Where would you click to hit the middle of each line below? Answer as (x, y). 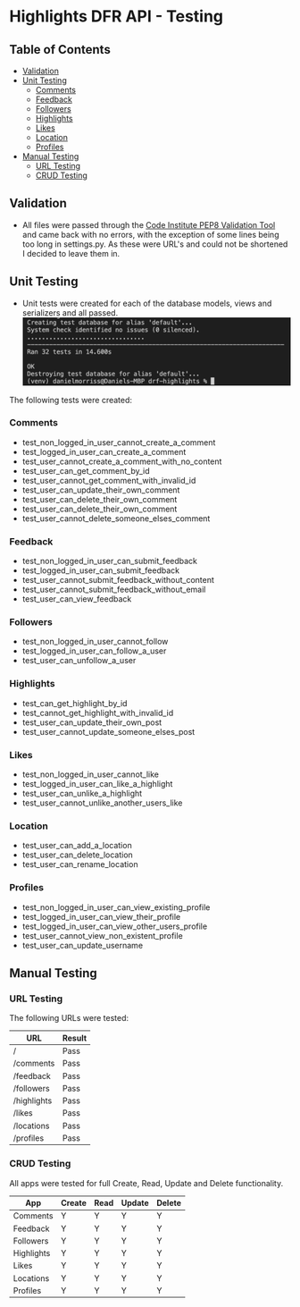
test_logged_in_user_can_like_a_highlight (97, 784)
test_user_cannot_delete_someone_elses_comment (116, 518)
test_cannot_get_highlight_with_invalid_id (98, 713)
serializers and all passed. (70, 312)
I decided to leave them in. (71, 253)
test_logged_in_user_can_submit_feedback (101, 570)
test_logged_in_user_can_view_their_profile (101, 916)
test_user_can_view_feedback (77, 599)
